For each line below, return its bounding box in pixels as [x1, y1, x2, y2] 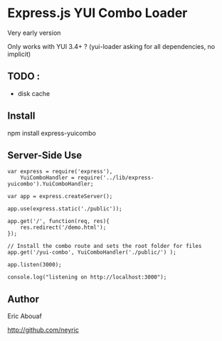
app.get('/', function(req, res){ [7, 218, 110, 225]
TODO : [7, 70, 41, 82]
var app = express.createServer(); [7, 193, 113, 200]
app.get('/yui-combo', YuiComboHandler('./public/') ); [7, 249, 176, 256]
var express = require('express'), [7, 168, 113, 175]
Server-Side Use [7, 149, 83, 161]
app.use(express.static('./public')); [7, 205, 122, 212]
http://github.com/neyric [7, 325, 80, 335]
